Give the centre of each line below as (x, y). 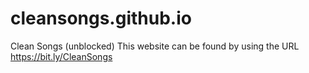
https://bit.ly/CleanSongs (61, 56)
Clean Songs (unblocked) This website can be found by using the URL (155, 46)
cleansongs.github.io (101, 18)
